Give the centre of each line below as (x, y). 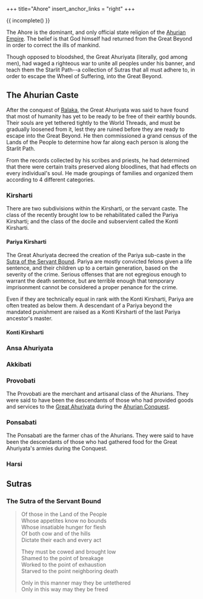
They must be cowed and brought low (68, 552)
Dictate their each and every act (61, 540)
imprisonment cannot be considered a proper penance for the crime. (92, 287)
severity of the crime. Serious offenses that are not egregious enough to (96, 275)
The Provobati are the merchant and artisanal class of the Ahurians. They (98, 394)
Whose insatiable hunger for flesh (63, 527)
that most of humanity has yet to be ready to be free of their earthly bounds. (101, 116)
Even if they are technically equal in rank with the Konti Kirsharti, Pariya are (100, 299)
